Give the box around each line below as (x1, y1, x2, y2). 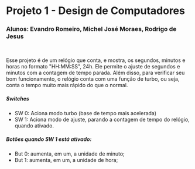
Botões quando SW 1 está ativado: (6, 136, 92, 143)
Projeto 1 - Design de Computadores (6, 4, 186, 18)
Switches (6, 95, 29, 102)
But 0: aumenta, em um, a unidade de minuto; (14, 150, 125, 157)
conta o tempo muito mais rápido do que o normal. (6, 82, 128, 89)
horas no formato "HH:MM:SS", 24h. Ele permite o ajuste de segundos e (6, 63, 180, 70)
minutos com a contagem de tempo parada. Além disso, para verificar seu (6, 69, 185, 77)
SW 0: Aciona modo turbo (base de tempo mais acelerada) (14, 110, 157, 117)
